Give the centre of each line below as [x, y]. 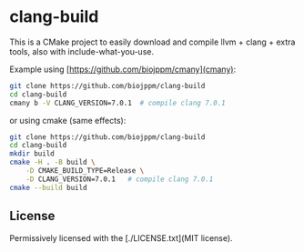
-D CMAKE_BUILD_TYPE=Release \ [85, 171]
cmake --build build [49, 187]
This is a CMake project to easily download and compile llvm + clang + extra [152, 42]
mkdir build [32, 154]
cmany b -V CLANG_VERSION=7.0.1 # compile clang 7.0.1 [117, 103]
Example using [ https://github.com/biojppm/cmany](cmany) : [123, 69]
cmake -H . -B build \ [52, 162]
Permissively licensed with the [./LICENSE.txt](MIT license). [122, 237]
